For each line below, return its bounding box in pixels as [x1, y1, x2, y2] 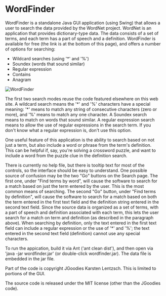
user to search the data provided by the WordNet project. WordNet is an [5, 25, 152, 31]
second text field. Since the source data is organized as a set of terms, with [5, 204, 159, 210]
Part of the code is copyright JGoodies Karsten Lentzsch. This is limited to [5, 265, 157, 271]
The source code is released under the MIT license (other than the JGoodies [5, 280, 161, 286]
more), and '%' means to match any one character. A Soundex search [5, 111, 147, 117]
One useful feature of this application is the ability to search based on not [5, 137, 155, 143]
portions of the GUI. [5, 270, 45, 276]
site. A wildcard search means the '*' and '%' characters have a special [5, 101, 151, 107]
